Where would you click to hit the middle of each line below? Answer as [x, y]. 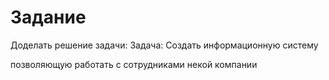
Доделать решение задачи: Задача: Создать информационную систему [164, 45]
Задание [48, 17]
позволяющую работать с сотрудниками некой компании [134, 64]
